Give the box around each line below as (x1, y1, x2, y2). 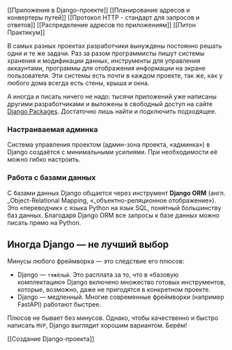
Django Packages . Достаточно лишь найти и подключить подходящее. (7, 108, 217, 115)
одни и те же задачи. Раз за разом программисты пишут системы (7, 49, 205, 57)
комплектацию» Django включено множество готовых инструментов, (17, 278, 226, 286)
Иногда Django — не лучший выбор (7, 238, 169, 250)
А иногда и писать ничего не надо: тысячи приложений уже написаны (7, 92, 217, 101)
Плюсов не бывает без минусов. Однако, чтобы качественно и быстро (7, 314, 219, 322)
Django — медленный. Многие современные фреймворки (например (17, 293, 224, 301)
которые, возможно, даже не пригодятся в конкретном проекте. (17, 286, 211, 294)
